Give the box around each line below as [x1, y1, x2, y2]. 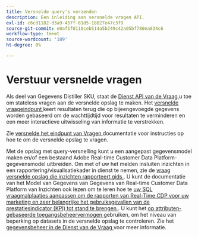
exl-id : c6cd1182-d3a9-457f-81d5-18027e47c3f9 [6, 20, 124, 26]
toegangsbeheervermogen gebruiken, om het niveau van [36, 211, 177, 218]
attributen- [155, 204, 182, 212]
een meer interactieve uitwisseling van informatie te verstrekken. [6, 118, 165, 125]
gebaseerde [6, 211, 36, 218]
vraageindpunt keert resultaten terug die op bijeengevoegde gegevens [6, 105, 180, 112]
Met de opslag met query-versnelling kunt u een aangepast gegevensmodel [6, 147, 192, 155]
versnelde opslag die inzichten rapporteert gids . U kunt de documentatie [6, 173, 186, 180]
